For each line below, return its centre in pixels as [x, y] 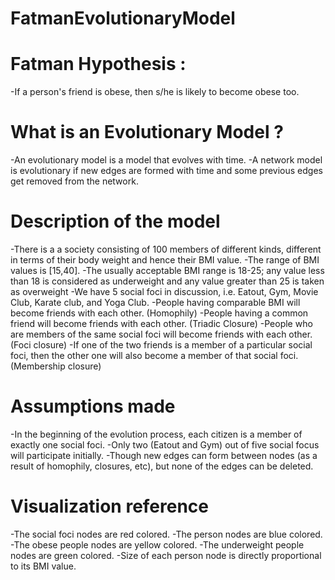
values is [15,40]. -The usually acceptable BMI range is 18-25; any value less [167, 270]
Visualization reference [110, 506]
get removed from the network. [74, 181]
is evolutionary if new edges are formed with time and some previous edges [166, 171]
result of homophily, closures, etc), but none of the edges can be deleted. [162, 466]
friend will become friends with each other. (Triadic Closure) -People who [161, 323]
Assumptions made [93, 406]
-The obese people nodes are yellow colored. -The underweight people [157, 544]
